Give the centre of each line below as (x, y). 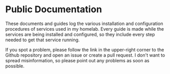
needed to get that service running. (42, 40)
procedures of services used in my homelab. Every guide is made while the (85, 29)
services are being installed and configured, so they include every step (80, 34)
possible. (15, 66)
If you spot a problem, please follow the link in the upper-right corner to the (85, 50)
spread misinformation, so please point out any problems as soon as (77, 60)
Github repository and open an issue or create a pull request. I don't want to (85, 55)
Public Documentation (54, 9)
